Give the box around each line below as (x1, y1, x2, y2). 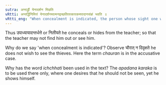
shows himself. (5, 76, 36, 82)
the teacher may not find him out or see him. (5, 35, 95, 41)
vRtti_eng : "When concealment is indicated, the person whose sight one (5, 16, 158, 21)
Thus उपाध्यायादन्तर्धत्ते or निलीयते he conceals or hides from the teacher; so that (5, 30, 157, 36)
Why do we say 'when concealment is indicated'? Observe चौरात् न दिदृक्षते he (5, 45, 157, 51)
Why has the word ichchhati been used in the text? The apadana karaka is (5, 65, 157, 71)
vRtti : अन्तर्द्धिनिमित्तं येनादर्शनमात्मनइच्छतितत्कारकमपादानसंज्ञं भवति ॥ (5, 12, 107, 17)
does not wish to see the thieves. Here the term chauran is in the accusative (5, 50, 161, 57)
